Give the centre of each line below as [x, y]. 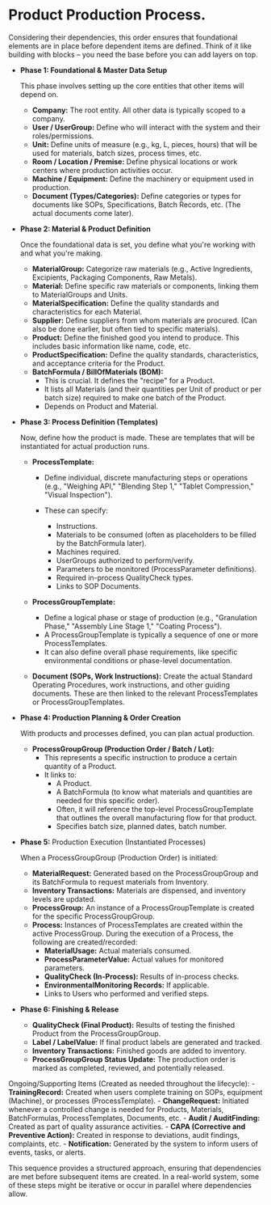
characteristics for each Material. [87, 311]
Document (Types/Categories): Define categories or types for [136, 196]
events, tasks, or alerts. [47, 1152]
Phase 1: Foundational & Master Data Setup [94, 70]
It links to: [60, 775]
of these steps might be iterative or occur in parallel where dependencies [130, 1185]
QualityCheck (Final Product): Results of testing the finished [133, 1025]
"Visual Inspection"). [78, 494]
